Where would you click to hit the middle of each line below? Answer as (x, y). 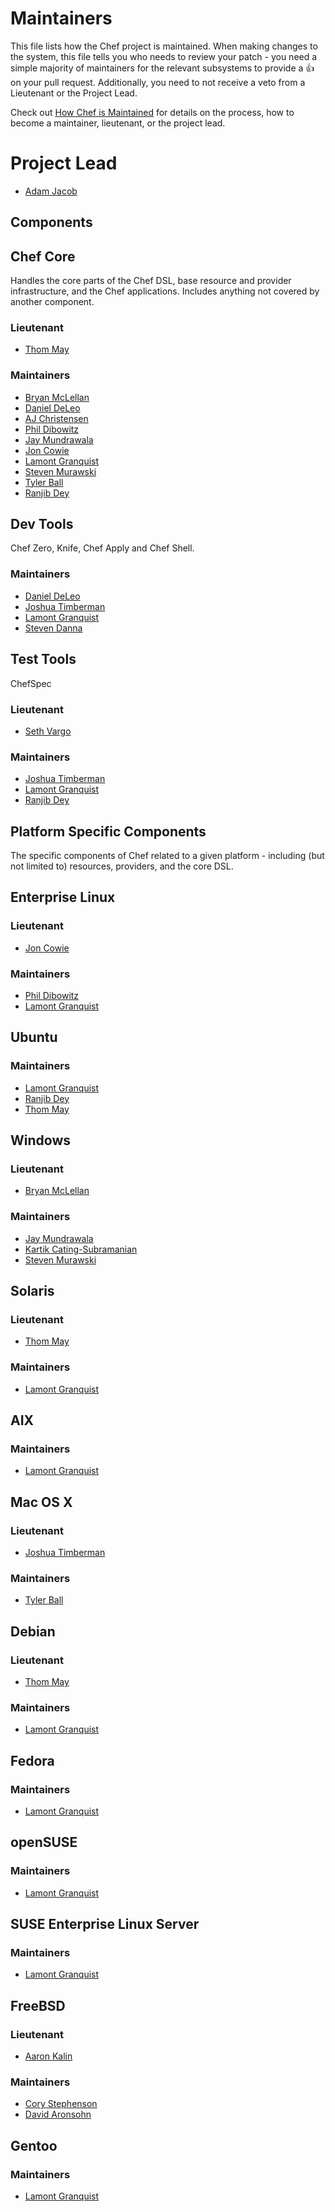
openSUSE (44, 1842)
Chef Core (43, 256)
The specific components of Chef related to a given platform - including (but (167, 855)
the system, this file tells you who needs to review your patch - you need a (164, 56)
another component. (52, 302)
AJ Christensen (56, 418)
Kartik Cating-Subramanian (81, 1249)
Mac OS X (41, 1502)
